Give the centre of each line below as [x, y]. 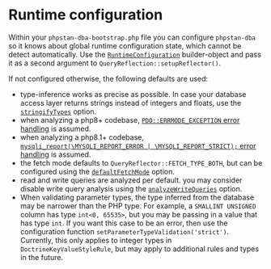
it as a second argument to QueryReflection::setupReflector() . [114, 63]
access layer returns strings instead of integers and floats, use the [131, 103]
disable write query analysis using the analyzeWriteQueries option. [131, 188]
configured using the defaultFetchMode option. [97, 171]
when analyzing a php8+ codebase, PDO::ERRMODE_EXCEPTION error [130, 120]
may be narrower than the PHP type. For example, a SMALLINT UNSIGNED [138, 206]
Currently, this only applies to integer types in [96, 240]
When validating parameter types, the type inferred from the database [137, 197]
